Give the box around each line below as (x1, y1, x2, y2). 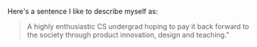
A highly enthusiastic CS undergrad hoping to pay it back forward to (26, 22, 250, 31)
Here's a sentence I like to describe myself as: (7, 7, 159, 16)
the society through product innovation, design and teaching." (26, 31, 230, 39)
